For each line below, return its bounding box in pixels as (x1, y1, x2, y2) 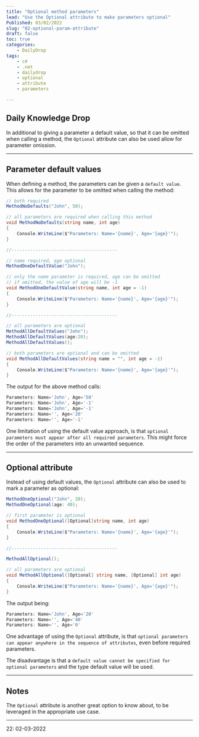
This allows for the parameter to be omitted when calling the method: (6, 186, 175, 194)
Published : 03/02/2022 (6, 20, 62, 26)
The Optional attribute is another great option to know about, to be (6, 702, 169, 709)
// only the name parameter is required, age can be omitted (6, 274, 161, 280)
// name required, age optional (6, 258, 86, 264)
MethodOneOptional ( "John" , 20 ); (6, 496, 86, 502)
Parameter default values (6, 165, 102, 175)
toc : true (6, 36, 31, 42)
